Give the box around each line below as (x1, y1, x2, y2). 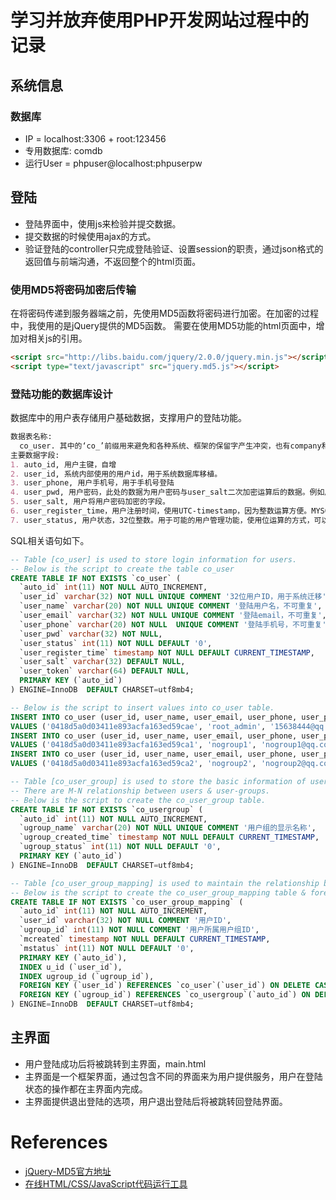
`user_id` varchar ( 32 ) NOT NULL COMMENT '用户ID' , (19, 916, 232, 926)
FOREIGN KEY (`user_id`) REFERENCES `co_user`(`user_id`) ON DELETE (19, 981, 311, 991)
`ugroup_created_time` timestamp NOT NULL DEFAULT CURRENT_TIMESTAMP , (19, 832, 320, 843)
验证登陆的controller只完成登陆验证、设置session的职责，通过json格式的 (24, 242, 324, 255)
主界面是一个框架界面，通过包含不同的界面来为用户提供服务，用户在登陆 (24, 1070, 323, 1082)
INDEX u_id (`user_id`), (19, 962, 123, 972)
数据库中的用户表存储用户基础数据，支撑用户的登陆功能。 (10, 412, 247, 424)
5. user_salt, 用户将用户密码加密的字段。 (10, 497, 170, 507)
